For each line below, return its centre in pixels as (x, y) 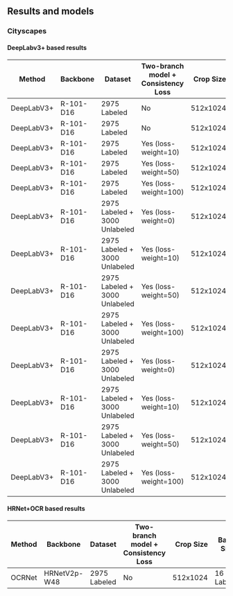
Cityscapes (27, 31)
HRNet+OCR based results (46, 509)
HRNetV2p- (64, 573)
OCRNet (24, 577)
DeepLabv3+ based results (47, 47)
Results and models (51, 11)
